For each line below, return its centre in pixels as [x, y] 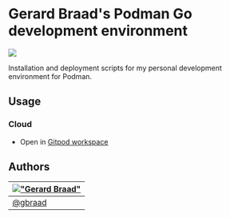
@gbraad [30, 203]
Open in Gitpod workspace [64, 141]
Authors [29, 167]
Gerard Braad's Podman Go [101, 14]
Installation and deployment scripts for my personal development [115, 68]
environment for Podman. [50, 76]
